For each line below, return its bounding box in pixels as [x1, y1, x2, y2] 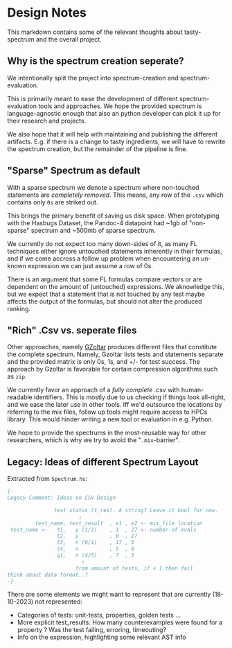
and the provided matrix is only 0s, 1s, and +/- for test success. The [7, 358, 201, 366]
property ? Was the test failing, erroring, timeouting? [17, 626, 167, 634]
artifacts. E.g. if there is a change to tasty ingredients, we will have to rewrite [7, 137, 226, 146]
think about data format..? [7, 571, 89, 578]
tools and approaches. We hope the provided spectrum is [37, 102, 202, 110]
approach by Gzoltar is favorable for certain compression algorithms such [7, 365, 218, 374]
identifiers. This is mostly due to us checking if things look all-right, [33, 393, 226, 401]
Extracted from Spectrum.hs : [7, 475, 88, 483]
